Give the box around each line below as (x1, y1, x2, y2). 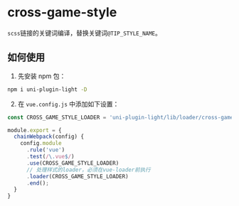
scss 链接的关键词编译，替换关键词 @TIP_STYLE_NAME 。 (7, 28, 162, 37)
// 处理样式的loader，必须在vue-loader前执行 (26, 166, 151, 173)
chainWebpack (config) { (14, 133, 84, 141)
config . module (20, 140, 62, 147)
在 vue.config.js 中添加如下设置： (17, 99, 119, 108)
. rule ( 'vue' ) (26, 146, 65, 153)
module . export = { (7, 126, 62, 134)
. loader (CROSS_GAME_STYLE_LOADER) (26, 173, 129, 180)
